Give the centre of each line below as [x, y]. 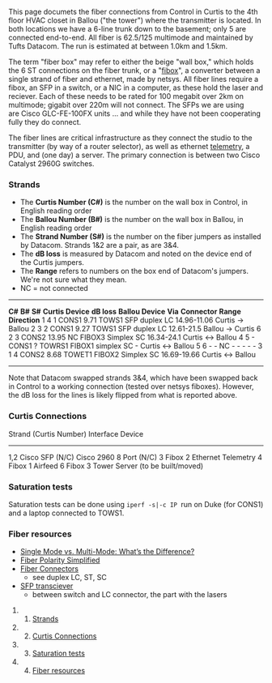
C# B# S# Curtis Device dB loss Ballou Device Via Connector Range [125, 312]
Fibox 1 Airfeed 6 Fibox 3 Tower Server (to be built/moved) [106, 466]
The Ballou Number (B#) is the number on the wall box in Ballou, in [132, 220]
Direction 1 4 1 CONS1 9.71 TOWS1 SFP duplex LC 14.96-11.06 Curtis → [126, 320]
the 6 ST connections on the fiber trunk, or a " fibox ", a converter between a [134, 70]
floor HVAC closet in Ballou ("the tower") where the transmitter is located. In [135, 20]
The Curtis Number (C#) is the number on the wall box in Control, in [134, 203]
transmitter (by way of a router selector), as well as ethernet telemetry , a [129, 146]
